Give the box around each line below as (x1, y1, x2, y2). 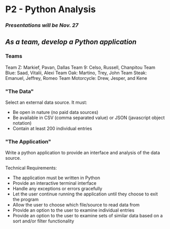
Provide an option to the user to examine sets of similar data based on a (12, 213, 163, 219)
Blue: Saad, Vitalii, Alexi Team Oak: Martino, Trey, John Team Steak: (5, 70, 147, 76)
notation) (12, 120, 32, 126)
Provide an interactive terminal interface (12, 180, 96, 186)
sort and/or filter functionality (12, 218, 75, 224)
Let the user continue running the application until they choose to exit (12, 191, 158, 197)
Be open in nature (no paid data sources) (12, 109, 98, 116)
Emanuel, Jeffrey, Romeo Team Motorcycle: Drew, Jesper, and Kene (5, 75, 147, 81)
